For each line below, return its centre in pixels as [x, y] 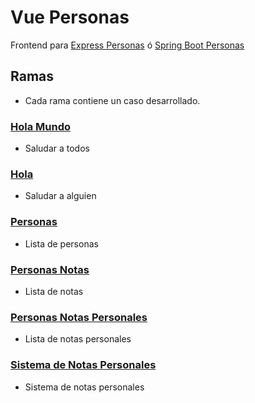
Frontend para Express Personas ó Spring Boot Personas [127, 45]
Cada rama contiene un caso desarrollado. [112, 100]
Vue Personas [70, 17]
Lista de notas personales [78, 339]
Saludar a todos [57, 148]
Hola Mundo [41, 126]
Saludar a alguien [60, 196]
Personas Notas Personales [79, 317]
